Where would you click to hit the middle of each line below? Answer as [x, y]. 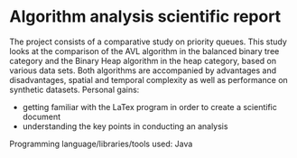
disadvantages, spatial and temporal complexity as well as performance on [149, 79]
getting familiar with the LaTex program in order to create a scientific [149, 107]
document [42, 116]
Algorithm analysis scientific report [145, 17]
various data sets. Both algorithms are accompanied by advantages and [143, 70]
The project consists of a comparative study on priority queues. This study [148, 42]
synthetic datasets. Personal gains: [74, 89]
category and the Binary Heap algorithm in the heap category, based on [143, 60]
